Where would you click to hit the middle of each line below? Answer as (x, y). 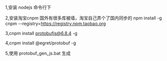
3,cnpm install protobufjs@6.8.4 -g (41, 33)
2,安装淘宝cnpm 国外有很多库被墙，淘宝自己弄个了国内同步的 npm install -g (83, 18)
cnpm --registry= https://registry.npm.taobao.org (56, 23)
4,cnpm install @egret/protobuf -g (41, 43)
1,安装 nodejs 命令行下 (28, 7)
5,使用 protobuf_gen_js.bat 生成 (38, 53)
